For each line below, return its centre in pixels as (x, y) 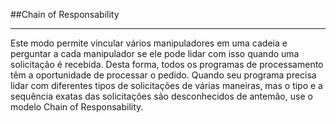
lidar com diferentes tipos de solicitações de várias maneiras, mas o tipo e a (166, 85)
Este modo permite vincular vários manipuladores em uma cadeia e (149, 43)
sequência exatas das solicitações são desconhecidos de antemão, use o (161, 96)
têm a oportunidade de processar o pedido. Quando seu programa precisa (163, 75)
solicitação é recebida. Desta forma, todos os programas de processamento (167, 64)
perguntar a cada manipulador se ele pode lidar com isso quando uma (155, 53)
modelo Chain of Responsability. (77, 107)
